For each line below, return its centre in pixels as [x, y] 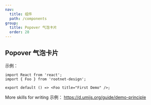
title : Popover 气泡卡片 [33, 28]
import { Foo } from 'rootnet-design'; [46, 79]
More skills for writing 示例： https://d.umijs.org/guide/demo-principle [76, 97]
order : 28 [19, 32]
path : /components [28, 18]
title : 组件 [21, 14]
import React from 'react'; [34, 75]
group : [12, 23]
